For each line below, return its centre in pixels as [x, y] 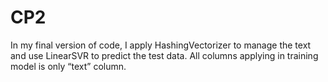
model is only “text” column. [68, 66]
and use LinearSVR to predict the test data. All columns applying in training [164, 55]
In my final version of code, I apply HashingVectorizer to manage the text [161, 45]
